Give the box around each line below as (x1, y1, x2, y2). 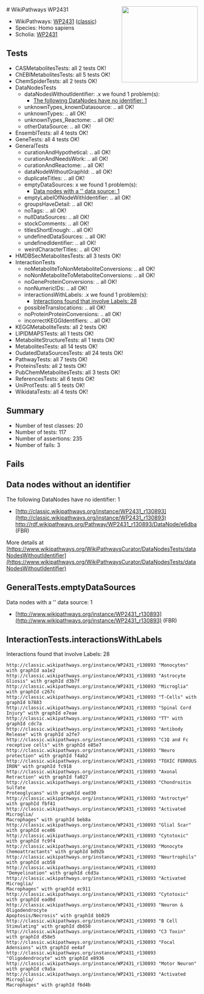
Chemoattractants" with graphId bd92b (6, 849, 104, 855)
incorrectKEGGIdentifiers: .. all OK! (24, 317, 111, 324)
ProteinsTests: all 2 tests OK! (15, 362, 87, 369)
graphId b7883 (6, 700, 42, 706)
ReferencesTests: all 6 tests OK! (15, 375, 95, 382)
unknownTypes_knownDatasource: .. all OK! (24, 103, 135, 110)
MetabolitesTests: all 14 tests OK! (15, 342, 98, 350)
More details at (6, 538, 44, 546)
